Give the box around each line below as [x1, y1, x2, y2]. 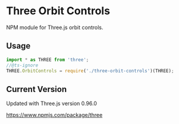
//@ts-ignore [6, 62, 39, 68]
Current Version [6, 84, 67, 94]
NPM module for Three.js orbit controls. [6, 24, 103, 31]
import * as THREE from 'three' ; [6, 56, 89, 63]
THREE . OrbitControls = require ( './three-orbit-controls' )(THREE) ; [6, 68, 174, 74]
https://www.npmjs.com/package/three [6, 112, 103, 119]
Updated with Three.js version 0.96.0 [6, 100, 97, 107]
